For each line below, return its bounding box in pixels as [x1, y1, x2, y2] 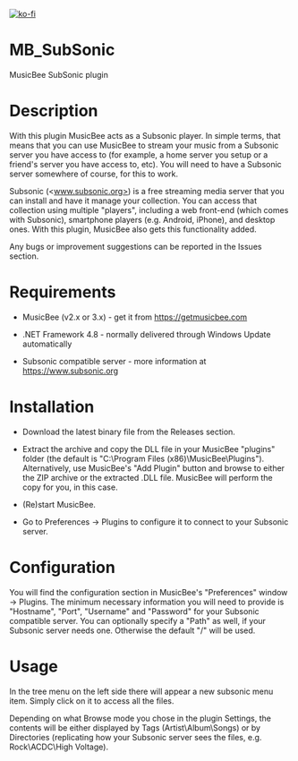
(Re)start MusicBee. [21, 499, 97, 509]
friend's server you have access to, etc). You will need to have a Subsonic [9, 158, 282, 169]
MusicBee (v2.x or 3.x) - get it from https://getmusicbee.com [21, 312, 248, 322]
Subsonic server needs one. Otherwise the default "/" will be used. [9, 625, 256, 636]
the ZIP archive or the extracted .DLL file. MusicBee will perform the [21, 472, 273, 483]
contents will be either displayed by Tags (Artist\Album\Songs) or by [9, 722, 261, 733]
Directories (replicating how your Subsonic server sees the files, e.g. [9, 731, 262, 742]
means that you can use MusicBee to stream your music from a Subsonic [9, 140, 279, 150]
